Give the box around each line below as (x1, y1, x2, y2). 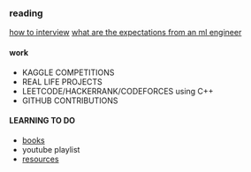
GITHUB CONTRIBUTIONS (21, 95, 118, 106)
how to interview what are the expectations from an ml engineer (9, 27, 242, 38)
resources (21, 153, 59, 164)
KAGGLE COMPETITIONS (21, 67, 115, 78)
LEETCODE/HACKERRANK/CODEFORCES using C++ (21, 86, 214, 96)
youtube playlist (21, 144, 80, 154)
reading (9, 7, 43, 19)
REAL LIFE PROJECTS (21, 76, 103, 86)
